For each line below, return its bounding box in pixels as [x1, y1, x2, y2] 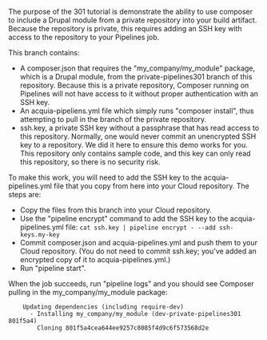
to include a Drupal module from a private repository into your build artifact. [8, 15, 257, 25]
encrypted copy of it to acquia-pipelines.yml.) [19, 255, 171, 264]
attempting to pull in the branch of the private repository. [19, 115, 207, 123]
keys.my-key [19, 231, 60, 239]
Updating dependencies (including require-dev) [22, 303, 184, 311]
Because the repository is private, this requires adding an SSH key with [8, 24, 242, 33]
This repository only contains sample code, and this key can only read [19, 148, 251, 158]
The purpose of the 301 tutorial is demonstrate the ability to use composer [8, 7, 253, 16]
